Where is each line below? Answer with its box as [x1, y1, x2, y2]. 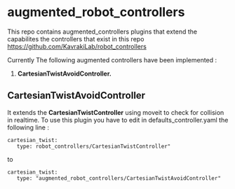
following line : [7, 123, 49, 132]
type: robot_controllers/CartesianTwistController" [16, 143, 171, 150]
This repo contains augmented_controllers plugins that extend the [7, 27, 198, 36]
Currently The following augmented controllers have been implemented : [7, 55, 217, 64]
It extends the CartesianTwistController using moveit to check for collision [7, 108, 224, 116]
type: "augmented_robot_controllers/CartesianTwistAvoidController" [16, 174, 221, 182]
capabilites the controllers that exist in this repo [7, 34, 145, 43]
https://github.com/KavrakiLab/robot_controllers [7, 42, 147, 50]
